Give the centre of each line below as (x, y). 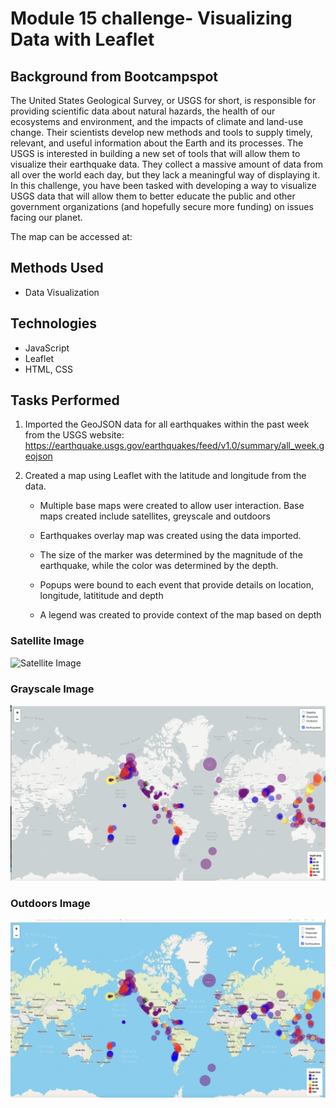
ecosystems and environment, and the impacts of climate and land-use (157, 121)
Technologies (54, 323)
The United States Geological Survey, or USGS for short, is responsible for (163, 100)
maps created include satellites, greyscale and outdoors (155, 516)
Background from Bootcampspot (114, 76)
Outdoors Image (50, 903)
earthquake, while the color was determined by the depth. (159, 566)
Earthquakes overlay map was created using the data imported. (170, 536)
